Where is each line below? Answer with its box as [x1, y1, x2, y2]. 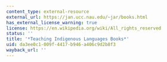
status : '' [6, 31, 33, 37]
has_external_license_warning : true [6, 19, 97, 25]
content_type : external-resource [6, 8, 89, 15]
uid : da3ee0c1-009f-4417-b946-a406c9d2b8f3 [6, 42, 116, 48]
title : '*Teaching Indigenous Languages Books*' [6, 36, 129, 42]
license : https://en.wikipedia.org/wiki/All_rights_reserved [6, 25, 162, 31]
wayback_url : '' [6, 47, 47, 53]
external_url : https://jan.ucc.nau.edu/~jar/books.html [6, 14, 148, 20]
